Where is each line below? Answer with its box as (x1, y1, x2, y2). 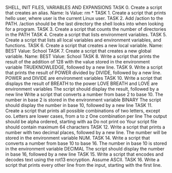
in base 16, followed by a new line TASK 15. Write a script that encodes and (5, 151, 164, 157)
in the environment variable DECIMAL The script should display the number (5, 146, 165, 152)
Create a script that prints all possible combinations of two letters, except (5, 107, 160, 114)
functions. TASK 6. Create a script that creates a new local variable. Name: (5, 42, 163, 48)
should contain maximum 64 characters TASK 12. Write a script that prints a (5, 124, 165, 130)
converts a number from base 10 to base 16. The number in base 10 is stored (5, 140, 167, 146)
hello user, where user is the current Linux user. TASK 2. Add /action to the (5, 15, 163, 21)
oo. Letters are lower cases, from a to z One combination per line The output (5, 113, 167, 119)
